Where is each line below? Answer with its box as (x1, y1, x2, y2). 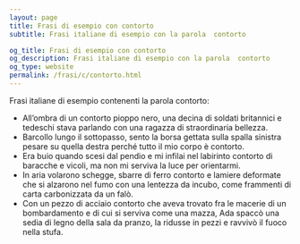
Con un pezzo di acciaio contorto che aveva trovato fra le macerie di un (21, 198, 287, 208)
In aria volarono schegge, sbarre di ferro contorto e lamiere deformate (21, 169, 282, 180)
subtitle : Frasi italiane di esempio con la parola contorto (9, 29, 246, 38)
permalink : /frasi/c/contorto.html (9, 71, 142, 80)
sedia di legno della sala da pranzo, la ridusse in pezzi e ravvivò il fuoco (21, 216, 287, 228)
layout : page (9, 13, 58, 22)
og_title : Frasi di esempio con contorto (9, 46, 167, 55)
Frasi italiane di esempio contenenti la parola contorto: (9, 95, 210, 105)
